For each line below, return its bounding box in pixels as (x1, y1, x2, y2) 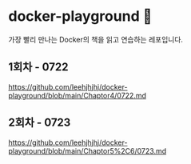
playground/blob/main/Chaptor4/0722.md (8, 90, 146, 100)
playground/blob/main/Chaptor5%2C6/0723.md (8, 146, 167, 155)
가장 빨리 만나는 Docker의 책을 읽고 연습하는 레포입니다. (8, 34, 184, 44)
